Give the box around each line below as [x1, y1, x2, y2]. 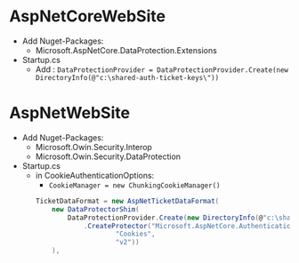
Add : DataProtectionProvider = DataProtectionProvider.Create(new [35, 64, 289, 75]
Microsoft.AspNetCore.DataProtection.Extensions [35, 44, 218, 55]
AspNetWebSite [9, 103, 131, 124]
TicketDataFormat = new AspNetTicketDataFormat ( [35, 196, 220, 205]
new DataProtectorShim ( [52, 204, 140, 214]
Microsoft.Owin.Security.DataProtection [35, 151, 181, 162]
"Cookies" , [115, 229, 156, 239]
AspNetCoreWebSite [9, 6, 166, 27]
